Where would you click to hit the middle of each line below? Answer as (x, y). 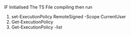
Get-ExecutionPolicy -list (37, 27)
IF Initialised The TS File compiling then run (48, 7)
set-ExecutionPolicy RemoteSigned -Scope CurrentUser (69, 17)
